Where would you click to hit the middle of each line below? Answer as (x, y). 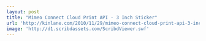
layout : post (23, 12)
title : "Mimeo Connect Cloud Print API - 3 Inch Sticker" (82, 17)
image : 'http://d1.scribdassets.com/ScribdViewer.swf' (78, 29)
